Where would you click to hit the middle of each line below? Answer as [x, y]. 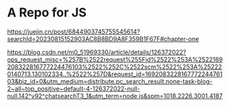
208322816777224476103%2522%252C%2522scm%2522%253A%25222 [115, 67]
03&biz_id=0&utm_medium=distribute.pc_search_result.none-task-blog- [110, 81]
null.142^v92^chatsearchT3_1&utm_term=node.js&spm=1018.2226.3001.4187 [115, 96]
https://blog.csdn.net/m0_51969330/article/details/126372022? [97, 52]
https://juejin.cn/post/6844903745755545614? [74, 32]
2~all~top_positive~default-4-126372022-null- [74, 88]
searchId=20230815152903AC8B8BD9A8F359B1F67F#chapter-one [103, 38]
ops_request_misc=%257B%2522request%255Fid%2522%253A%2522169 [115, 59]
